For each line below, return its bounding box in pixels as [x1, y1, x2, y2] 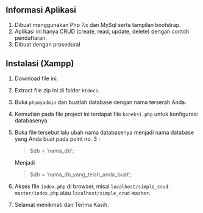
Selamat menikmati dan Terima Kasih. [14, 201, 109, 208]
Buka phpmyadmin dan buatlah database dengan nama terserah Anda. [14, 98, 187, 106]
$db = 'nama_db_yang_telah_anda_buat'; [29, 171, 132, 178]
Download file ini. [14, 75, 59, 82]
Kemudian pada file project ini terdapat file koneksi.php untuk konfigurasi [14, 110, 198, 118]
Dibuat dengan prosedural [14, 40, 80, 48]
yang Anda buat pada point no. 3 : [14, 135, 101, 143]
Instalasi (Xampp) [5, 58, 74, 69]
